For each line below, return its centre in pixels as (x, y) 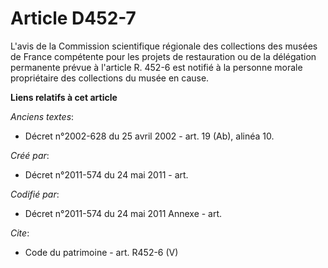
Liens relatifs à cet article (64, 97)
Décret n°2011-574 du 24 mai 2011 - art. (106, 174)
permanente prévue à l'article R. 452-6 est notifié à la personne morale (156, 67)
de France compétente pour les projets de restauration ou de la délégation (163, 56)
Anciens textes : (42, 116)
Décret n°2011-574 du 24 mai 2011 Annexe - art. (123, 213)
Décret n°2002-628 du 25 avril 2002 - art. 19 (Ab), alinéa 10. (149, 136)
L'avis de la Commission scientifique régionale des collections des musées (164, 46)
